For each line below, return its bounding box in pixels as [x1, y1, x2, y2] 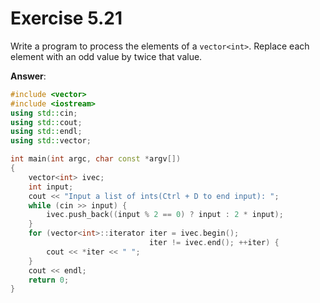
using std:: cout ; [10, 117, 83, 127]
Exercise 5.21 [10, 7, 123, 30]
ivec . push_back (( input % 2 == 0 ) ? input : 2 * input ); [46, 210, 284, 220]
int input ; [28, 182, 74, 192]
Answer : [10, 70, 47, 82]
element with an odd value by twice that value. [10, 50, 203, 62]
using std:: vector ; [10, 136, 92, 146]
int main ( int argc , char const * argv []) [10, 154, 182, 164]
